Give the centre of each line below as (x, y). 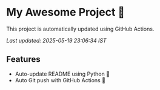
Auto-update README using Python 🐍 (62, 74)
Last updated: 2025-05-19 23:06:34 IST (57, 40)
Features (23, 59)
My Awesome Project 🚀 (66, 12)
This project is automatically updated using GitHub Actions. (80, 29)
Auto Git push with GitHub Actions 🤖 (60, 80)
